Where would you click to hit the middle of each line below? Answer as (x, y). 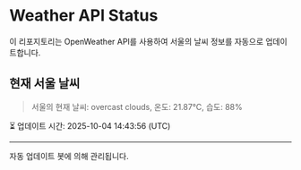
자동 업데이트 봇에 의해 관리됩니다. (69, 156)
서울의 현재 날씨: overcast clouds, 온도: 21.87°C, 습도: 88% (137, 106)
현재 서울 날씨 (45, 84)
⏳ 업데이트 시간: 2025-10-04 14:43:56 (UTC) (90, 125)
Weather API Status (84, 16)
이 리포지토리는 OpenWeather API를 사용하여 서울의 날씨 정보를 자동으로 (137, 41)
